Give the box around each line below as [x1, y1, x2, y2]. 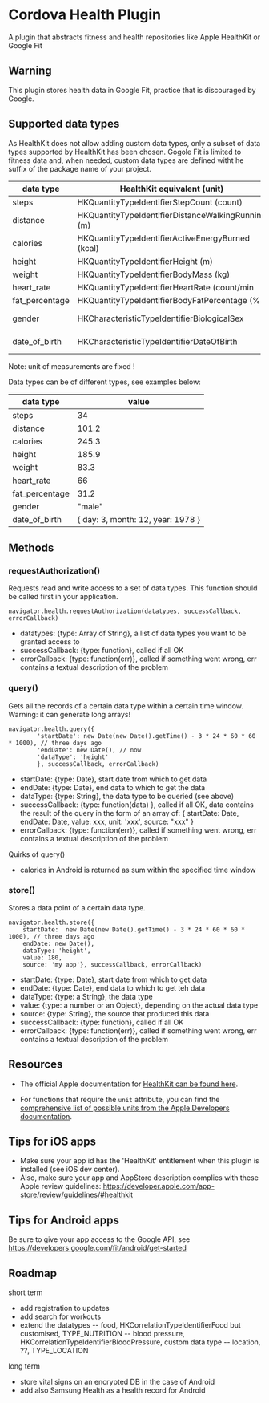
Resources [8, 1057, 63, 1072]
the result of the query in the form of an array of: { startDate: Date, [19, 808, 239, 817]
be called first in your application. [8, 592, 118, 602]
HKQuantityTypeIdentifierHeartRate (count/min [77, 282, 255, 293]
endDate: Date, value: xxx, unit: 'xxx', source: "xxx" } [19, 817, 194, 826]
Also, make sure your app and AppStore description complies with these [19, 1173, 259, 1182]
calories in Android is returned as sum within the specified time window [19, 865, 256, 874]
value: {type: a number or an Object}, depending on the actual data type [19, 1000, 259, 1010]
